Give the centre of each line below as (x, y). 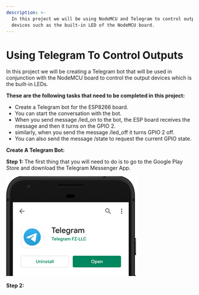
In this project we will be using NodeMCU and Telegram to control (97, 19)
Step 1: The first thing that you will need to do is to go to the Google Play (94, 162)
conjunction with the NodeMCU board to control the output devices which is (99, 78)
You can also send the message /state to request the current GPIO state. (103, 139)
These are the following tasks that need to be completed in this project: (96, 96)
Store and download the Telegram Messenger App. (68, 168)
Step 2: (15, 286)
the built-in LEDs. (27, 84)
